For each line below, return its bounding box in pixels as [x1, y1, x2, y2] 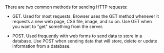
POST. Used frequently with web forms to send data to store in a [12, 33, 143, 39]
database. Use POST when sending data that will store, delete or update [12, 38, 158, 44]
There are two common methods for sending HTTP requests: [5, 4, 128, 10]
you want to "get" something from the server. [12, 24, 103, 29]
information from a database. [12, 43, 71, 49]
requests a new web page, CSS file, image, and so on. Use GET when [12, 19, 152, 24]
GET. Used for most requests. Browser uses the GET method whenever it [12, 13, 159, 19]
